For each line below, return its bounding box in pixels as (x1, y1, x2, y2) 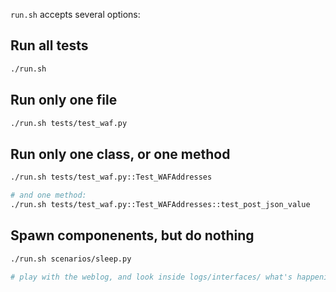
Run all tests (10, 37, 89, 54)
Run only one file (10, 92, 118, 109)
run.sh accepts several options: (10, 9, 141, 20)
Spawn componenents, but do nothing (10, 227, 255, 244)
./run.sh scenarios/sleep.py (10, 254, 132, 264)
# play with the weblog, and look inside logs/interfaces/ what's (10, 272, 293, 282)
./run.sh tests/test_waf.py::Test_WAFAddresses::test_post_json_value (10, 199, 311, 209)
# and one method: (10, 190, 87, 201)
